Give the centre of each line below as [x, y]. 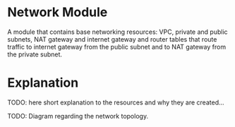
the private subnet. [35, 54]
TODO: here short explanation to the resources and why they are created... [116, 102]
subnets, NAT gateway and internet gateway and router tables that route [112, 39]
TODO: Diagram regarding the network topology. [78, 116]
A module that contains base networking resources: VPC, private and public [117, 32]
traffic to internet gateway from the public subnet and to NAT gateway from [117, 47]
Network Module [58, 12]
